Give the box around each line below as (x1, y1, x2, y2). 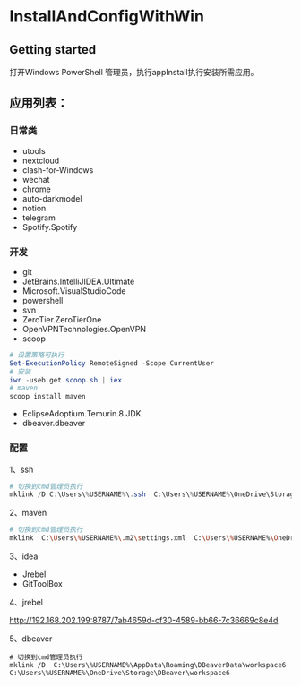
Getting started (9, 42, 97, 57)
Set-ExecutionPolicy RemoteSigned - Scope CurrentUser (9, 358, 215, 368)
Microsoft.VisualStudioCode (21, 285, 126, 296)
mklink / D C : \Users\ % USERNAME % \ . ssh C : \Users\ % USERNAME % (9, 490, 230, 499)
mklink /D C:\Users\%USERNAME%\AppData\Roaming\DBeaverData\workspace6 (9, 661, 287, 670)
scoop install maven (9, 392, 87, 401)
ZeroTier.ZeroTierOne (21, 313, 102, 324)
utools (21, 145, 47, 156)
